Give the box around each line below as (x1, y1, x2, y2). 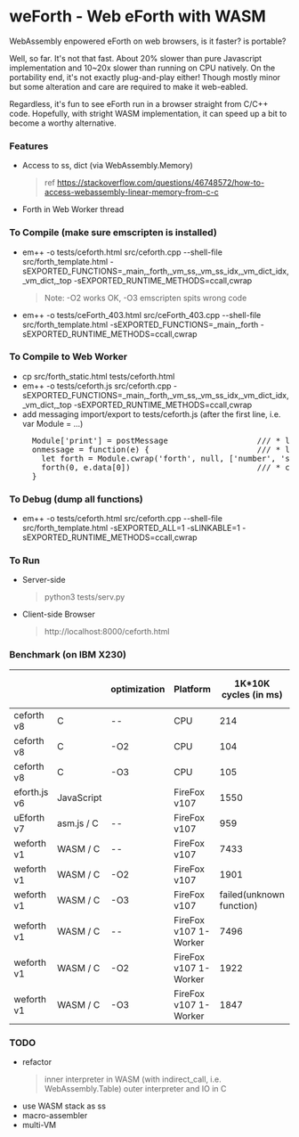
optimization (110, 683, 166, 695)
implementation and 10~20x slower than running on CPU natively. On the (9, 62, 276, 73)
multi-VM (21, 1120, 56, 1131)
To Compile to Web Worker (9, 350, 127, 363)
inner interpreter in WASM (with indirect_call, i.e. (44, 1074, 222, 1084)
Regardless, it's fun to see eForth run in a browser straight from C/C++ (9, 98, 269, 109)
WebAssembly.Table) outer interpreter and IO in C (44, 1084, 227, 1094)
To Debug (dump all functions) (9, 493, 144, 505)
